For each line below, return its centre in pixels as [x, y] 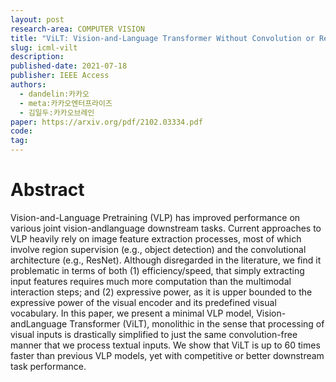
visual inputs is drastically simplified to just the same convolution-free [154, 334]
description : [37, 57]
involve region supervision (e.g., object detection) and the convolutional [158, 249]
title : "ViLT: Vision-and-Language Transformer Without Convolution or [162, 38]
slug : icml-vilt [44, 47]
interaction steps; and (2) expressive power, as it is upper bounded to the [161, 292]
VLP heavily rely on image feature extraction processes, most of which [156, 238]
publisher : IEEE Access [60, 76]
